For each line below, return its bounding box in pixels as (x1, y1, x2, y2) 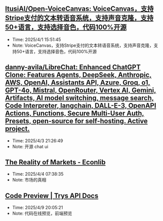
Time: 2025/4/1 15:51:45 (12, 36, 62, 42)
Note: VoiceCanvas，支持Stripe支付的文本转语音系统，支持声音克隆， (12, 42, 154, 48)
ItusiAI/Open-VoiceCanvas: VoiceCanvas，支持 (5, 4, 154, 13)
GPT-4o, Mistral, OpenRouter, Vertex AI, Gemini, (5, 86, 157, 95)
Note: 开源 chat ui (12, 143, 48, 149)
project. (5, 125, 30, 133)
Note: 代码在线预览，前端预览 (12, 211, 72, 217)
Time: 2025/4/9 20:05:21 (12, 205, 63, 211)
